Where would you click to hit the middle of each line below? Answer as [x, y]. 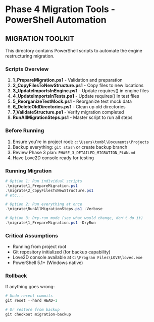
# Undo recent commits [29, 296]
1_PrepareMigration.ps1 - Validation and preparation [67, 80]
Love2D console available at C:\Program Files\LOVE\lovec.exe [78, 257]
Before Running [25, 131]
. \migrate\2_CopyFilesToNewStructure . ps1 [49, 190]
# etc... [14, 195]
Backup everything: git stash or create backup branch [70, 147]
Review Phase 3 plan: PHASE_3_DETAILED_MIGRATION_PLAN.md [74, 152]
